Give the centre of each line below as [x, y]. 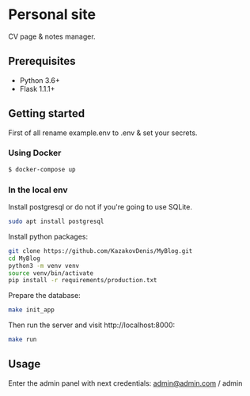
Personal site [52, 15]
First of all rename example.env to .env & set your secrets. [103, 133]
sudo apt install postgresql [56, 222]
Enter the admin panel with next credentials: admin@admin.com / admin [125, 383]
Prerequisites [42, 61]
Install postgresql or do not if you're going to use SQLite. [100, 207]
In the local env [38, 190]
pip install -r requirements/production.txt [83, 281]
